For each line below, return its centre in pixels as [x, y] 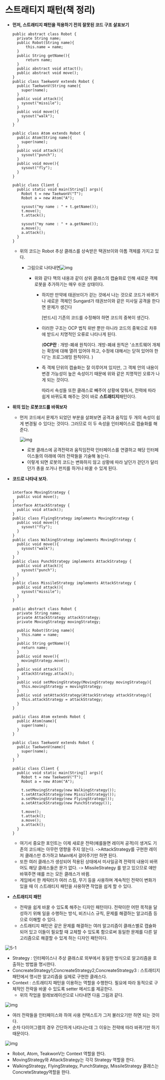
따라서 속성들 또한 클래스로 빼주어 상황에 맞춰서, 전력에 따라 [99, 390]
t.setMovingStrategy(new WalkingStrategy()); [69, 790]
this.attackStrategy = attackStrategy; [62, 699]
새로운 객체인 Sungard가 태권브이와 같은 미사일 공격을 [99, 301]
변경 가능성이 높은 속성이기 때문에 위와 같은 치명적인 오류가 [98, 373]
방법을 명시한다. [41, 964]
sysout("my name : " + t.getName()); [60, 207]
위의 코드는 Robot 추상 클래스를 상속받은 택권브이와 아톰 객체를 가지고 [87, 251]
